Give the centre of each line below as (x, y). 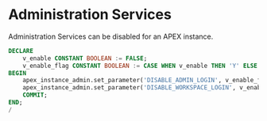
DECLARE (21, 51)
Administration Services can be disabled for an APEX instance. (111, 36)
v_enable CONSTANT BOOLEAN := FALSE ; (85, 58)
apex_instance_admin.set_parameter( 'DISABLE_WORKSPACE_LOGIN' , (130, 88)
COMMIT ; (35, 95)
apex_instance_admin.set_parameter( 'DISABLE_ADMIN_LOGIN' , (122, 81)
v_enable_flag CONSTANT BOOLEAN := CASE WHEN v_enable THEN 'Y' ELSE (140, 66)
